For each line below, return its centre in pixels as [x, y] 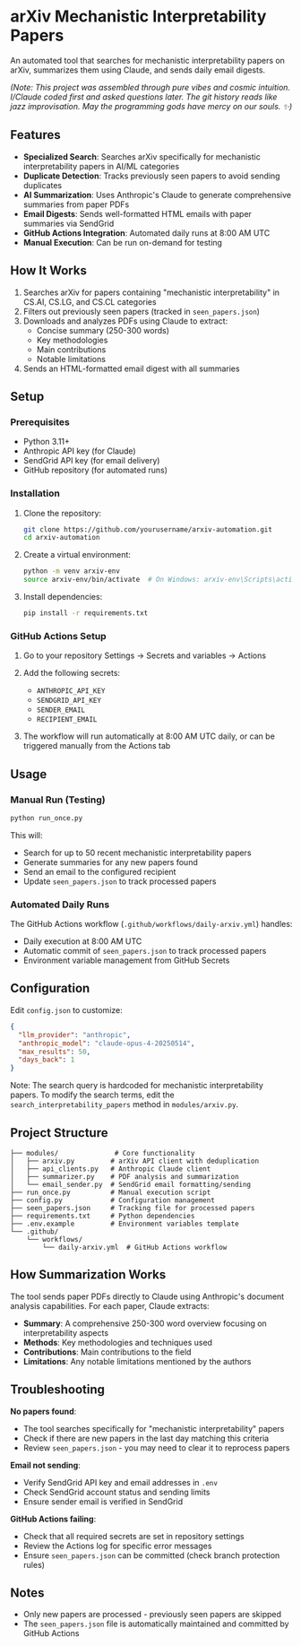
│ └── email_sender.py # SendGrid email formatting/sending [131, 1184]
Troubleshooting [58, 1390]
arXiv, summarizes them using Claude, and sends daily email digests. [138, 70]
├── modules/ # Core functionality [103, 1153]
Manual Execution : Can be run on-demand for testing [123, 242]
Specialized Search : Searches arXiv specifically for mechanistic [142, 156]
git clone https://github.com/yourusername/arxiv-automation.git [147, 529]
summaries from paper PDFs [76, 204]
